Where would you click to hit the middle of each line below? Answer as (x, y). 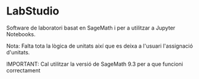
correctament (24, 70)
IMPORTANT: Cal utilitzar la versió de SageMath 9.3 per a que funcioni (95, 64)
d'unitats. (18, 52)
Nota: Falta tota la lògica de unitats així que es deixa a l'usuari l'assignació (100, 46)
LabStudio (33, 11)
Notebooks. (21, 34)
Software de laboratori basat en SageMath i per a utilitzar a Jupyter (91, 28)
